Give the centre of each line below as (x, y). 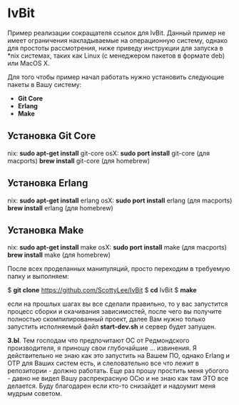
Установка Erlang (48, 183)
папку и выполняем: (38, 277)
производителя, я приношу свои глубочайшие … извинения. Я (102, 348)
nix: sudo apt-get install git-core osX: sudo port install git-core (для (109, 153)
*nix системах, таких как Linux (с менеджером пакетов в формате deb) (116, 56)
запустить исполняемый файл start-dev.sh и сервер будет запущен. (112, 327)
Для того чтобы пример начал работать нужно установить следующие (116, 77)
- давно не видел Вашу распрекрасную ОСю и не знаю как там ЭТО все (118, 379)
